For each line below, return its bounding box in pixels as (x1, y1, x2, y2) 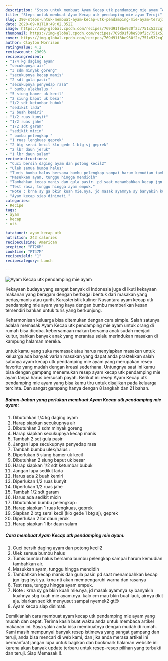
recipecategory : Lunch (5, 258, 53, 263)
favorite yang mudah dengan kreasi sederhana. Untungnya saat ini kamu (5, 364, 155, 370)
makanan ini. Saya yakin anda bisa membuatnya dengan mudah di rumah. (5, 623, 157, 629)
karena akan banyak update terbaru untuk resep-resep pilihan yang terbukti (5, 645, 162, 651)
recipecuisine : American (5, 240, 57, 245)
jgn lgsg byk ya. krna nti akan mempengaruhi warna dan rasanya (12, 576, 146, 583)
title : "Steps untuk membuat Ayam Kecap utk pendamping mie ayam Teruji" (5, 12, 163, 17)
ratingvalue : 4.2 (5, 45, 42, 50)
